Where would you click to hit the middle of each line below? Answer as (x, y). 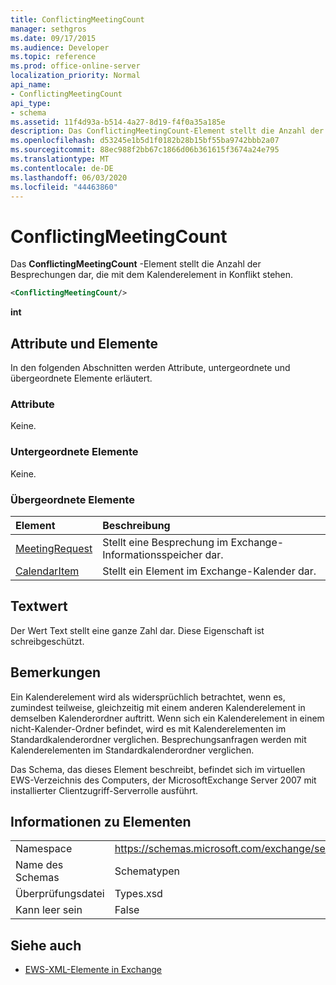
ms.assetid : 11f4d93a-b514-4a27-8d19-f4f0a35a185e (118, 122)
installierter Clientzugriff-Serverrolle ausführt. (104, 790)
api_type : (31, 103)
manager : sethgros (48, 29)
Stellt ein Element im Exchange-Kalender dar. (209, 571)
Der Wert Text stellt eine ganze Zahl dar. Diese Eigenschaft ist (137, 630)
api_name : (31, 85)
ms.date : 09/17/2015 (53, 38)
